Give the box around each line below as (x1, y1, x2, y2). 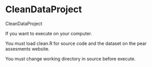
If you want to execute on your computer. (5, 30, 92, 36)
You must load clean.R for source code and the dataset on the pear (5, 40, 147, 47)
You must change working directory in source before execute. (5, 55, 136, 62)
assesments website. (5, 46, 50, 52)
